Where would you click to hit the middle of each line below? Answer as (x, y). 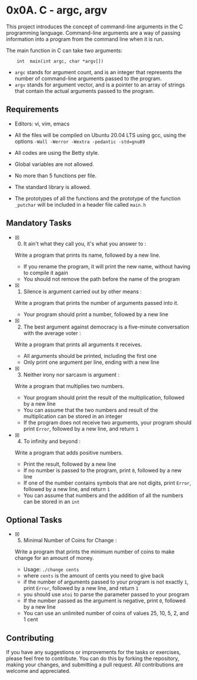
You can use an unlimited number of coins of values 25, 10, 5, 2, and (106, 613)
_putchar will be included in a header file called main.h (80, 204)
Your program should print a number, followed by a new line (96, 314)
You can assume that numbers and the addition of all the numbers (103, 495)
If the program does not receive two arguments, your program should (107, 422)
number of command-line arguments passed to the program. (88, 78)
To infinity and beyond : (52, 441)
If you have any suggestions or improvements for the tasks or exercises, (94, 652)
